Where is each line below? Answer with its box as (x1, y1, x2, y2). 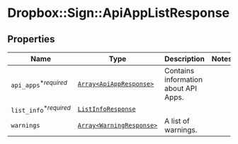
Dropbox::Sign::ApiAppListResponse (7, 5, 230, 21)
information (164, 75, 203, 84)
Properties (7, 33, 55, 45)
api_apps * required (11, 78, 67, 90)
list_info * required (11, 104, 71, 114)
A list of (164, 116, 190, 126)
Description (164, 54, 205, 64)
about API (164, 83, 197, 93)
